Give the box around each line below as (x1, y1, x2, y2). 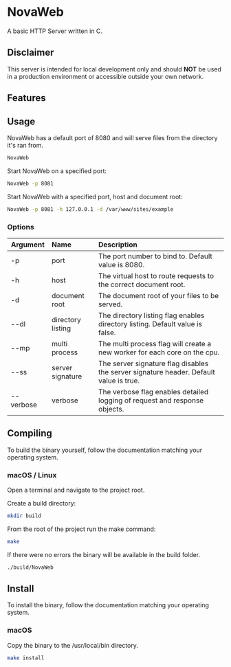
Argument (10, 240, 45, 249)
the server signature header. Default (98, 367, 215, 376)
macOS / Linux (7, 470, 57, 479)
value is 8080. (98, 260, 145, 269)
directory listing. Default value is (98, 319, 203, 328)
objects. (98, 404, 124, 414)
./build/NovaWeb (7, 564, 54, 571)
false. (98, 328, 116, 337)
